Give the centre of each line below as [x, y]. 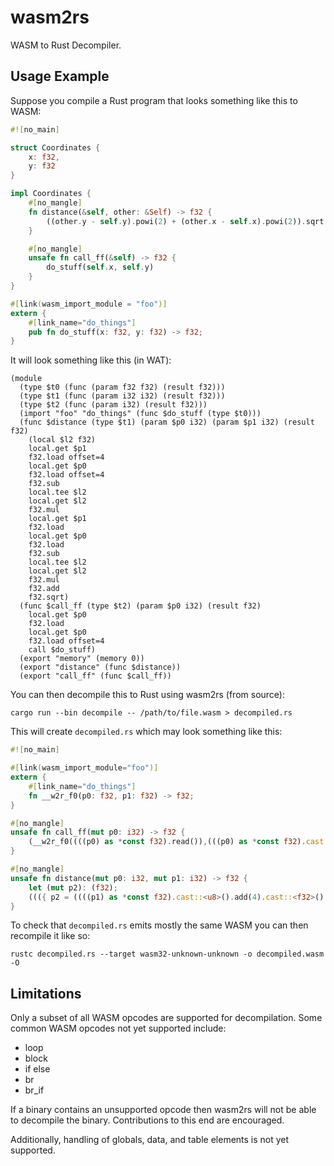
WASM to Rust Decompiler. [66, 45]
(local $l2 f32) [62, 440]
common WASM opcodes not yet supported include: [118, 1028]
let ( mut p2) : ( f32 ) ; [73, 887]
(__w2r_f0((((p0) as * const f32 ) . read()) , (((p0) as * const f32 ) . [167, 842]
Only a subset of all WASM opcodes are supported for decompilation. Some [166, 1018]
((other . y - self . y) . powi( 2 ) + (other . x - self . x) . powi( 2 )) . [176, 221]
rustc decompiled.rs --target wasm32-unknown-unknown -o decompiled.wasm [167, 954]
